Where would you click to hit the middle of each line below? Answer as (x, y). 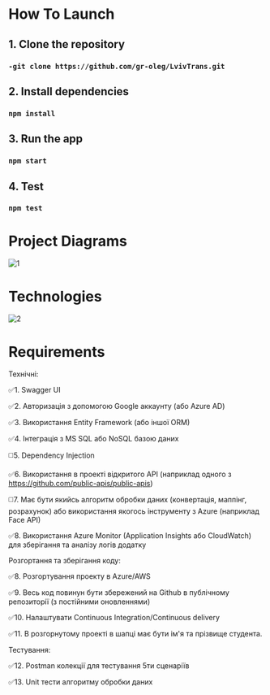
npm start (28, 161)
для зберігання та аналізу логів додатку (77, 545)
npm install (32, 113)
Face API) (25, 520)
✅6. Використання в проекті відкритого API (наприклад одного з (120, 474)
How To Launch (62, 14)
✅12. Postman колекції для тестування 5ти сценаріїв (99, 666)
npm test (26, 208)
